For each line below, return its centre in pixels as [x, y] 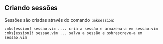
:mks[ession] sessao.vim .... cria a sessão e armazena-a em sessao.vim [81, 29]
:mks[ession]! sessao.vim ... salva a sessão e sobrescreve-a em [73, 33]
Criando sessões [31, 8]
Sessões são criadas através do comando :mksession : [60, 20]
